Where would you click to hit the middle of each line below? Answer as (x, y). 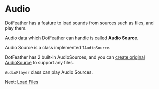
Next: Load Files (22, 82)
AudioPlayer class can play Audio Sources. (49, 72)
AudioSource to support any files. (40, 62)
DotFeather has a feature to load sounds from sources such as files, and (79, 23)
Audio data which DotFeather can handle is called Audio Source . (72, 38)
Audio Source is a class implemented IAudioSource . (58, 47)
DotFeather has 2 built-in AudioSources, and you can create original (75, 57)
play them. (16, 28)
